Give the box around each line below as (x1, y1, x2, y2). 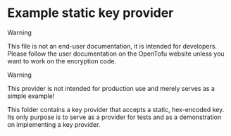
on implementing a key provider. (7, 120, 101, 128)
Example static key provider (7, 5, 174, 21)
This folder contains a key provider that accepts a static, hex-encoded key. (7, 105, 225, 113)
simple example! (7, 92, 55, 100)
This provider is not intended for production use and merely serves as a (7, 84, 215, 92)
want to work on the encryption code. (7, 56, 117, 65)
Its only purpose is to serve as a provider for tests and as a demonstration (7, 113, 222, 121)
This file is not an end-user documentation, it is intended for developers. (7, 42, 217, 50)
